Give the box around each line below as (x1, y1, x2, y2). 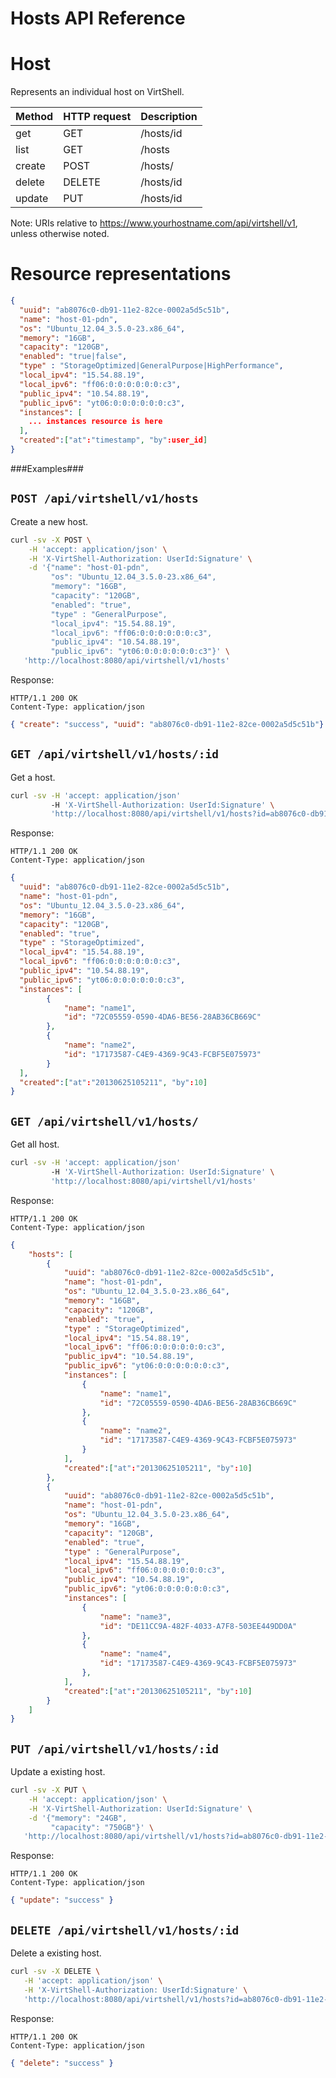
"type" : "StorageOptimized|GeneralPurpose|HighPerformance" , (19, 361, 284, 371)
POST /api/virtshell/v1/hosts (10, 492, 199, 506)
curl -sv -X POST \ (10, 535, 92, 545)
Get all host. (10, 1138, 60, 1151)
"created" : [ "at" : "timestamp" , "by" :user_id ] (19, 435, 208, 446)
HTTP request (63, 110, 132, 124)
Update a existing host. (10, 1766, 106, 1778)
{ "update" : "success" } (10, 1895, 114, 1906)
